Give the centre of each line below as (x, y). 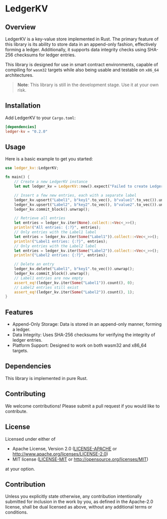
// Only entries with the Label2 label (55, 246)
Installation (23, 106)
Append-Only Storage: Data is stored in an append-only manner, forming (87, 324)
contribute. (16, 411)
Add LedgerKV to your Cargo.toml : (41, 118)
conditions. (17, 512)
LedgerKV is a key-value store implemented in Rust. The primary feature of (82, 39)
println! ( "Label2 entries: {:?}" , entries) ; (61, 255)
